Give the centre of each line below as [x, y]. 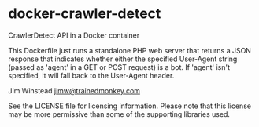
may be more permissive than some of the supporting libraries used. [119, 114]
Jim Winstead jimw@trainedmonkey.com [74, 90]
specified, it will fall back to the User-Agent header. [91, 75]
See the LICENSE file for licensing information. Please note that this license [130, 106]
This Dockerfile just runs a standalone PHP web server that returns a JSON [130, 50]
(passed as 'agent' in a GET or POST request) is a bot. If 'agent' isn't [119, 67]
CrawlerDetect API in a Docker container [74, 35]
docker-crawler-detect [85, 14]
